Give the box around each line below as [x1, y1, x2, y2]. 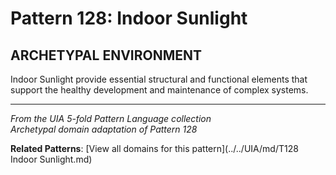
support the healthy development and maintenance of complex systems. [10, 84, 309, 96]
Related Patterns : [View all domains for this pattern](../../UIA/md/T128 [10, 143, 299, 154]
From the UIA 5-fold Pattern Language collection [10, 113, 212, 124]
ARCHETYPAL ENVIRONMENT [10, 47, 203, 64]
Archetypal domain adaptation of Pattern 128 [10, 123, 198, 135]
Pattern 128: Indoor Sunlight [10, 7, 248, 30]
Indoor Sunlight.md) [10, 153, 93, 165]
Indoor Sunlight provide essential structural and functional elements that [10, 73, 308, 85]
